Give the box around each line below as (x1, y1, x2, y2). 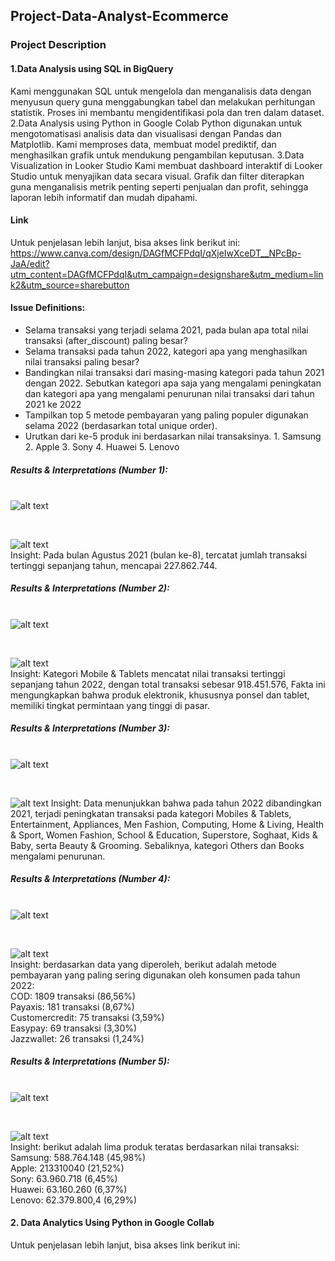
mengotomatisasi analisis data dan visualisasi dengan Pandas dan (10, 127, 282, 139)
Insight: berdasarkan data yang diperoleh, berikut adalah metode (10, 958, 277, 970)
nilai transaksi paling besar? (24, 355, 140, 368)
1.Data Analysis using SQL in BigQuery (10, 62, 174, 74)
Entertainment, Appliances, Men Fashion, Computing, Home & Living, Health (10, 818, 324, 830)
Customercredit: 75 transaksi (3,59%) (10, 1011, 165, 1023)
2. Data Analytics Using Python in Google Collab (10, 1217, 215, 1229)
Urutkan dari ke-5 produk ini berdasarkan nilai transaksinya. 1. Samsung (24, 430, 322, 442)
